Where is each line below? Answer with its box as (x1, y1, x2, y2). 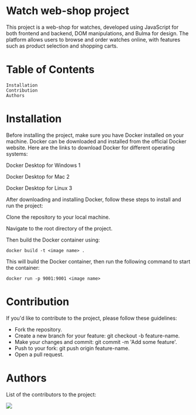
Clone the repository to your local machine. (6, 213, 111, 220)
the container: (6, 264, 40, 271)
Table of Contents (6, 63, 95, 76)
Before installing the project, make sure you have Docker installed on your (6, 131, 184, 139)
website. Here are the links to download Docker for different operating (6, 144, 175, 151)
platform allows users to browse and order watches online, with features (6, 36, 180, 43)
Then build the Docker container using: (6, 236, 101, 243)
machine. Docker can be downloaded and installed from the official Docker (6, 138, 187, 145)
